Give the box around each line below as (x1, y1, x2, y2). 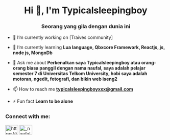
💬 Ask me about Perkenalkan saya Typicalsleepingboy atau (12, 60, 140, 66)
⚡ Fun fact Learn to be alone (12, 98, 73, 104)
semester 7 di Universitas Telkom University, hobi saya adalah (12, 71, 148, 77)
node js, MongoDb (12, 50, 53, 56)
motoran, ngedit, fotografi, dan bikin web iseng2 (12, 76, 117, 82)
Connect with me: (5, 113, 51, 120)
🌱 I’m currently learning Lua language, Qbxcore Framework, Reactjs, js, (12, 44, 165, 51)
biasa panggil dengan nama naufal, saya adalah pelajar (26, 65, 145, 71)
